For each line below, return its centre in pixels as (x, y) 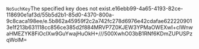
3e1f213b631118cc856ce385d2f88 (49, 27)
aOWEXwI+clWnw (171, 27)
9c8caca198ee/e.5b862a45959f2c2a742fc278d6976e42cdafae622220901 (99, 21)
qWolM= (17, 40)
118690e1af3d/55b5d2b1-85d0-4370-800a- (60, 15)
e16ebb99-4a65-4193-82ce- (147, 9)
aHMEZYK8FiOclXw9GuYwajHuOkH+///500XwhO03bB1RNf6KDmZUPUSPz (99, 34)
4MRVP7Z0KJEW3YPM (119, 27)
